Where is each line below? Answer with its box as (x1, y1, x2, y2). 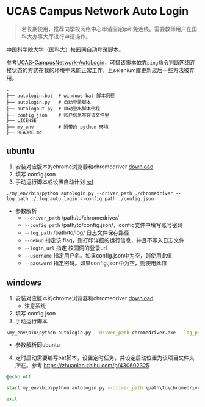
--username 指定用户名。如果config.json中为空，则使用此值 (24, 251, 173, 259)
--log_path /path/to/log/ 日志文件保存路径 (24, 229, 129, 236)
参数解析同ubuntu (15, 341, 60, 348)
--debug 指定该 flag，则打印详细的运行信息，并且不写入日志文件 (24, 236, 185, 243)
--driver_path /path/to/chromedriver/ (24, 214, 120, 221)
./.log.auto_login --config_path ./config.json (31, 195, 154, 202)
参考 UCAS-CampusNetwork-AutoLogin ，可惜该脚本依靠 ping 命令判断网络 (6, 59, 190, 66)
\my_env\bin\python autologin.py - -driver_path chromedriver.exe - (6, 330, 182, 336)
